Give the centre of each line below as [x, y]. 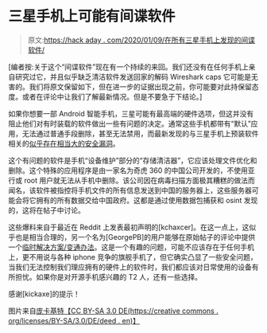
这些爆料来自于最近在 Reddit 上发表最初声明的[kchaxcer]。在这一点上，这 [129, 227]
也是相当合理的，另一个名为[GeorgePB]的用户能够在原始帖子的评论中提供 [135, 237]
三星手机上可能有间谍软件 [92, 16]
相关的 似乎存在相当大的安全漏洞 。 [64, 143]
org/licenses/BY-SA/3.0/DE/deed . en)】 [74, 320]
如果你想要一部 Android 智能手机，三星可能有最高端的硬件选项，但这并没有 [131, 113]
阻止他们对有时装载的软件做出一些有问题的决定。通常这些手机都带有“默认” [130, 123]
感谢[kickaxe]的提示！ [44, 294]
